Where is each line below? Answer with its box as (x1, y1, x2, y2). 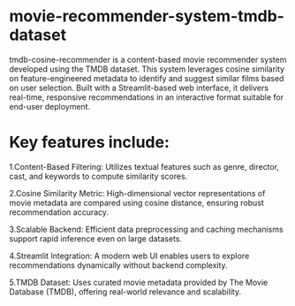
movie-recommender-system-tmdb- (9, 6, 285, 27)
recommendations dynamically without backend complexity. (9, 259, 228, 271)
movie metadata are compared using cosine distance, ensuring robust (9, 197, 265, 208)
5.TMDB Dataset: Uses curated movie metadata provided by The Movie (9, 277, 269, 287)
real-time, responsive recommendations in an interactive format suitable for (9, 91, 284, 103)
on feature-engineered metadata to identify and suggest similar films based (9, 73, 284, 83)
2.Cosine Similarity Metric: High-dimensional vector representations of (9, 187, 266, 198)
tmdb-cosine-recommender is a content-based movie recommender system (9, 54, 287, 65)
